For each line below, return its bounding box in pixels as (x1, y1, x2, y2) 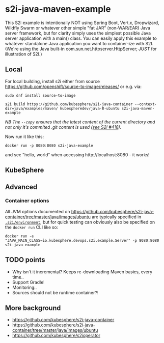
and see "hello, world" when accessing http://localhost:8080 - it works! (5, 151, 150, 158)
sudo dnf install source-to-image (5, 93, 76, 98)
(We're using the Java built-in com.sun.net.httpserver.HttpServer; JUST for (5, 46, 157, 52)
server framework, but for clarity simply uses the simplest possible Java (5, 30, 151, 36)
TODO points (5, 256, 46, 264)
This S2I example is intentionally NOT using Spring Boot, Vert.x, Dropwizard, (5, 20, 160, 26)
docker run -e (5, 233, 34, 239)
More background (5, 304, 61, 313)
